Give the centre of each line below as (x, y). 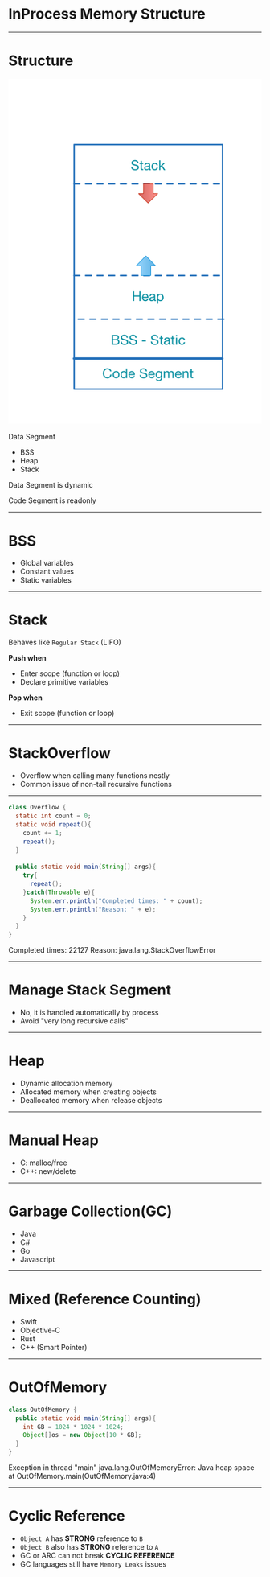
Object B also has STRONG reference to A (89, 1546)
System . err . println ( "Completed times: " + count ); (116, 901)
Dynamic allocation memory (66, 1084)
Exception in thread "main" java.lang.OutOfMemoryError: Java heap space (131, 1468)
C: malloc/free (43, 1163)
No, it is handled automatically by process (89, 1013)
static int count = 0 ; (53, 816)
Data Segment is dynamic (51, 485)
